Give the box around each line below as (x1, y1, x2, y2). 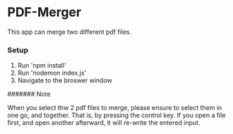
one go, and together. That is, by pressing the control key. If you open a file (7, 111, 226, 120)
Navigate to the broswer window (17, 76, 113, 85)
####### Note (7, 90, 51, 99)
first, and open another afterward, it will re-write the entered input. (7, 118, 201, 127)
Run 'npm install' (17, 61, 67, 70)
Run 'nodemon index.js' (17, 68, 87, 78)
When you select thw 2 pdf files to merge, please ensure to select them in (7, 104, 222, 112)
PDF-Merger (7, 4, 82, 20)
